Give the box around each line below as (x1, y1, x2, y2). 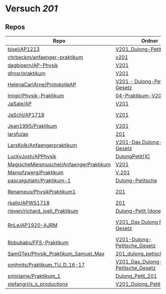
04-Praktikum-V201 (115, 92, 165, 99)
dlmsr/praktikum (7, 70, 46, 77)
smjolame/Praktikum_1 (7, 273, 61, 279)
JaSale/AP (7, 100, 32, 107)
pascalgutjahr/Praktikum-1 (7, 177, 71, 184)
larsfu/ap (7, 131, 29, 137)
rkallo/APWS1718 (7, 199, 50, 206)
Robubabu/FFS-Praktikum (7, 239, 69, 246)
